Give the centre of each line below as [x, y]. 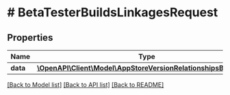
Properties [30, 38]
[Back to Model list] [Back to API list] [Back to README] [86, 85]
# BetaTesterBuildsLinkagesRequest [113, 13]
